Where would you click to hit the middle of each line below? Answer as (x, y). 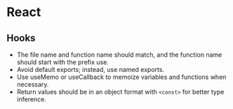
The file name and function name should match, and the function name (119, 54)
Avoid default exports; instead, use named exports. (91, 70)
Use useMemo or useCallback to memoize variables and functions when (121, 77)
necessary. (33, 84)
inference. (32, 99)
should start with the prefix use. (63, 62)
